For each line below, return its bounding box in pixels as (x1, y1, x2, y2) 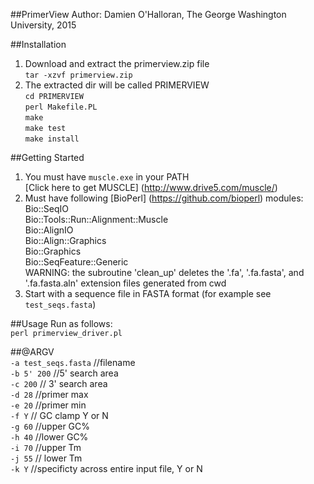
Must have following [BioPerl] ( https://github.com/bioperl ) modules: (24, 192, 304, 204)
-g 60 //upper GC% (10, 420, 91, 432)
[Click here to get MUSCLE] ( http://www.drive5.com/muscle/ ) (24, 182, 278, 193)
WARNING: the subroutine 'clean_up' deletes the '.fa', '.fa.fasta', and (24, 267, 305, 278)
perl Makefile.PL (24, 102, 98, 112)
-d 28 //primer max (10, 389, 89, 400)
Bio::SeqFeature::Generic (24, 256, 129, 268)
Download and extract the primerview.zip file (24, 58, 210, 69)
